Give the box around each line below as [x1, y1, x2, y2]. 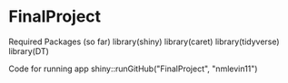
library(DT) [8, 45, 49, 56]
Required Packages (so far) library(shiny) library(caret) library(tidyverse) [8, 36, 280, 47]
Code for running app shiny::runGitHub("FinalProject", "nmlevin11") [8, 63, 258, 74]
